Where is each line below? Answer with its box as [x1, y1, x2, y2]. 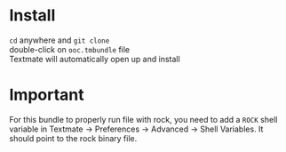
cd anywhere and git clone [9, 35, 110, 45]
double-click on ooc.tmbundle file [9, 44, 131, 54]
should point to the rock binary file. [9, 132, 138, 143]
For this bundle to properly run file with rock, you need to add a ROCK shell [9, 114, 278, 124]
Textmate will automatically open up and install [9, 53, 180, 64]
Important [9, 85, 84, 105]
